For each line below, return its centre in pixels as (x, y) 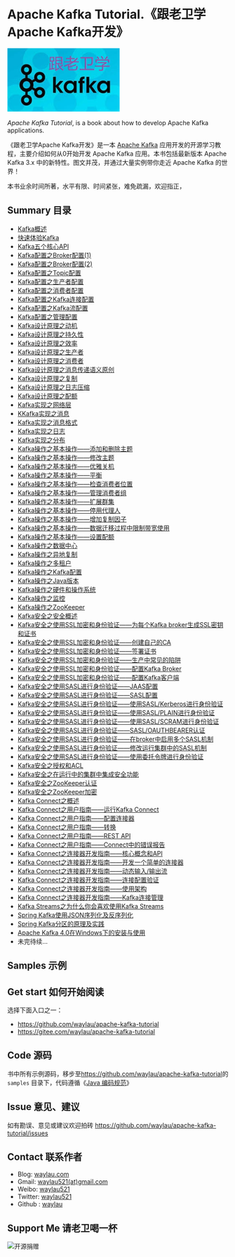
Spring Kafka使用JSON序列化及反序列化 (75, 915)
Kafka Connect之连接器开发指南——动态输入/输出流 (92, 871)
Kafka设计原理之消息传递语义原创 (66, 369)
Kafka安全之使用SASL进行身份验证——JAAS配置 (88, 686)
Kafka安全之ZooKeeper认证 (57, 783)
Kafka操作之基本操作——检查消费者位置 (75, 484)
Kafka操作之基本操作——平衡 (60, 475)
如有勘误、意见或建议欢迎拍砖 (50, 1125)
